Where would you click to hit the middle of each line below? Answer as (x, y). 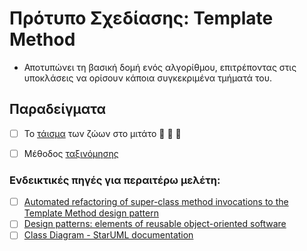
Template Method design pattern (91, 213)
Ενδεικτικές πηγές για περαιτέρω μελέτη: (115, 180)
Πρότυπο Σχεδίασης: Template (141, 18)
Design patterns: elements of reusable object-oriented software (155, 224)
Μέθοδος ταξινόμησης (71, 153)
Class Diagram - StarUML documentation (108, 235)
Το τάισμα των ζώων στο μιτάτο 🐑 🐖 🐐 (102, 133)
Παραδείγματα (58, 109)
